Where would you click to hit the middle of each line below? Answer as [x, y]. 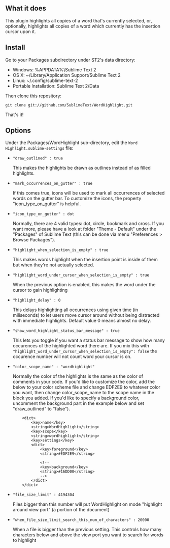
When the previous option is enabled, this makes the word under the [84, 285]
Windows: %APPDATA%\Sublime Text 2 [54, 70]
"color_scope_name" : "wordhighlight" [54, 367]
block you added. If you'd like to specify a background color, [76, 398]
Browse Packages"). [34, 240]
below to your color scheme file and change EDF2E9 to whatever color [87, 387]
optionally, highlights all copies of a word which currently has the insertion [83, 26]
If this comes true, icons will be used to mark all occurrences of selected [89, 193]
